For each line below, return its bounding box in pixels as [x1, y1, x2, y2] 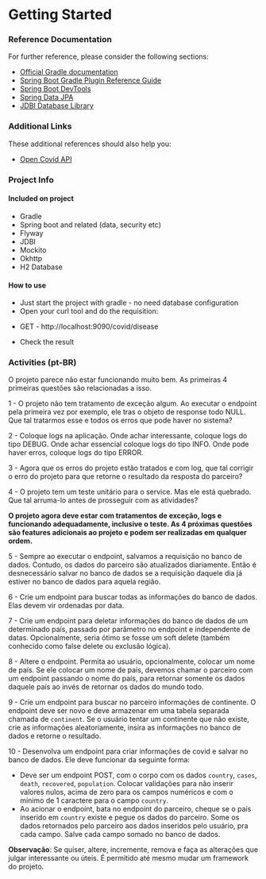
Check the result [19, 337, 75, 347]
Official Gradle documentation [19, 67, 119, 77]
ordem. [8, 536, 33, 546]
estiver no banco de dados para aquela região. [8, 577, 161, 587]
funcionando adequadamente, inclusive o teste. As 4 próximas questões [8, 519, 253, 529]
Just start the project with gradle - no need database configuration [19, 298, 239, 307]
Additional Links [8, 121, 72, 132]
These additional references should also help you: [8, 139, 172, 148]
